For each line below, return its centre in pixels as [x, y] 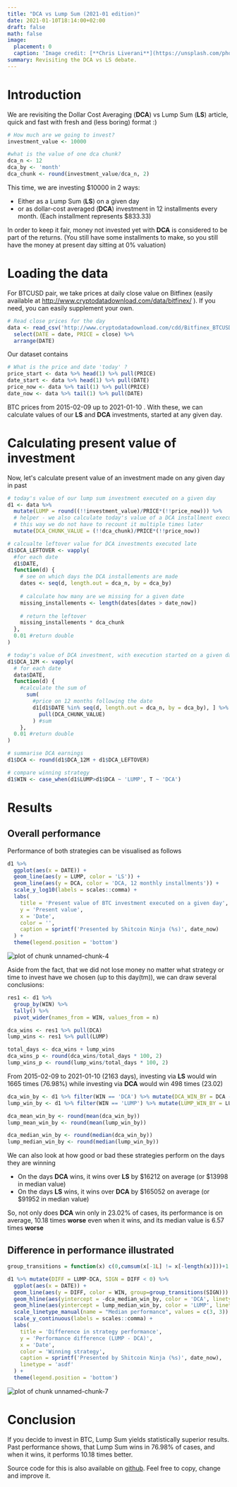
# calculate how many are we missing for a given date [102, 596]
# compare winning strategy [49, 772]
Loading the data [58, 274]
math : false [25, 34]
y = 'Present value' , [51, 909]
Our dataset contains [38, 354]
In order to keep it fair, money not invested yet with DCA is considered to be [117, 230]
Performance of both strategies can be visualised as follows [95, 851]
